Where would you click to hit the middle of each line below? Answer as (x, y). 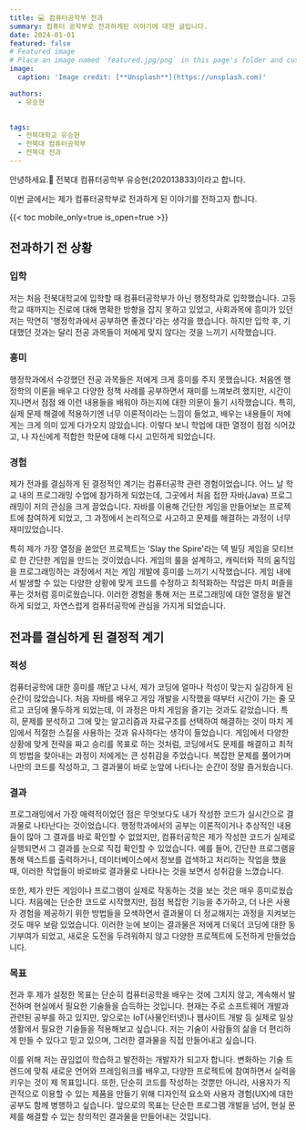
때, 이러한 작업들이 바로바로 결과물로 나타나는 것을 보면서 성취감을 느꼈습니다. (147, 871)
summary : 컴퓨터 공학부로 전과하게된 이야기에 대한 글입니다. (109, 26)
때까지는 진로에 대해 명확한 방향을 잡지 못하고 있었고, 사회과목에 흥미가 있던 (160, 309)
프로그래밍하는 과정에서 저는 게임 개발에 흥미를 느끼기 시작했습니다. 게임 (147, 571)
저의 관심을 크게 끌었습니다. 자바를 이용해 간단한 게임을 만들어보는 (150, 507)
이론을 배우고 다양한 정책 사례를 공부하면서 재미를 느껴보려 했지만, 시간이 (162, 390)
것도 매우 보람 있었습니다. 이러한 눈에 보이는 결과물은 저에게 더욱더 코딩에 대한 (148, 925)
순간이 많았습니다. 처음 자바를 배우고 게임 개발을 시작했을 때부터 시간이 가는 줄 (148, 698)
